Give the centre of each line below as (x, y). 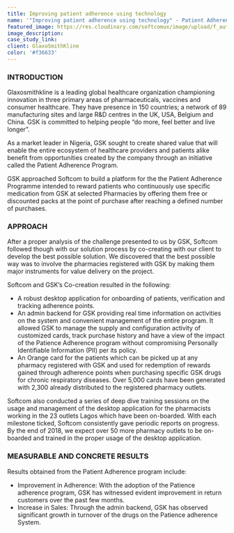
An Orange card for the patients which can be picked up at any (108, 358)
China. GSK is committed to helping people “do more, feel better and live (111, 122)
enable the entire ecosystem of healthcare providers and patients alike (109, 150)
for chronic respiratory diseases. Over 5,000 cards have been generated (121, 380)
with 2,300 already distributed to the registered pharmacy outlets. (112, 388)
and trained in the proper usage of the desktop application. (117, 438)
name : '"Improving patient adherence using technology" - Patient (106, 20)
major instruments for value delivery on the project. (81, 271)
